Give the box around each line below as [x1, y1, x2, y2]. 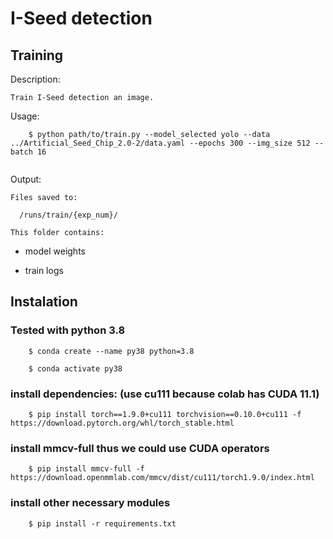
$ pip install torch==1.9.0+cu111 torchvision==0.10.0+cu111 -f [28, 409, 302, 419]
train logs [24, 265, 64, 276]
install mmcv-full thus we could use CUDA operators [10, 441, 270, 455]
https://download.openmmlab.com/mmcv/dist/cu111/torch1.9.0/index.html [10, 473, 315, 483]
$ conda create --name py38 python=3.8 [28, 346, 195, 356]
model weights [24, 245, 86, 257]
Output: [10, 173, 42, 185]
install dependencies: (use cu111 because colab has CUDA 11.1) [10, 387, 320, 401]
